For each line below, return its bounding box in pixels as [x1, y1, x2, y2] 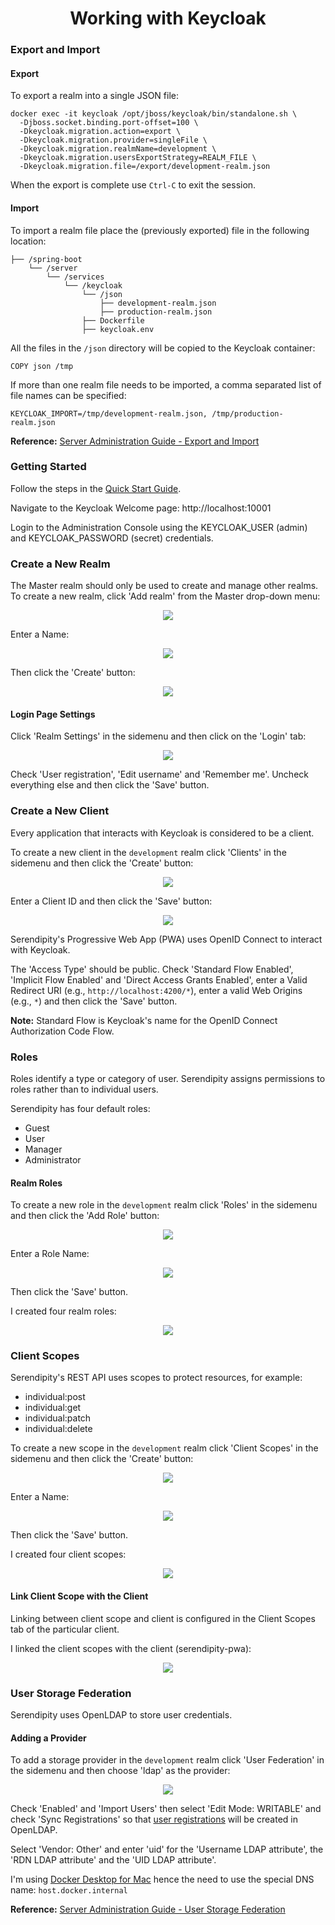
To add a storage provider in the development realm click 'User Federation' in [10, 1754, 325, 1766]
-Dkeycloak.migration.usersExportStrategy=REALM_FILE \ [19, 153, 257, 163]
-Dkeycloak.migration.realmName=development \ [19, 144, 217, 154]
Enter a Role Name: [10, 1248, 90, 1260]
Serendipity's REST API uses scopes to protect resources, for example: [10, 1372, 303, 1384]
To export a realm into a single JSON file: [10, 90, 180, 102]
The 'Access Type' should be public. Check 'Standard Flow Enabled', [10, 963, 294, 975]
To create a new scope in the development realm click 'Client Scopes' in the [10, 1442, 319, 1454]
